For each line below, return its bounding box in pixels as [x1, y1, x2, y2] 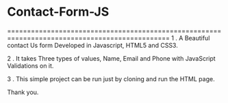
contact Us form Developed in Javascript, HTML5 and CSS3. [7, 41, 178, 49]
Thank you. [7, 88, 39, 96]
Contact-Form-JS [7, 4, 110, 20]
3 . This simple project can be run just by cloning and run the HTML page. [7, 74, 215, 83]
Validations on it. [7, 61, 54, 70]
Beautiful [184, 33, 210, 42]
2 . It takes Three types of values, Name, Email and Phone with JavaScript [7, 54, 216, 62]
